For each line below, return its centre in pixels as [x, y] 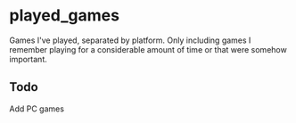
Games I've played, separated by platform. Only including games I [130, 40]
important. [28, 59]
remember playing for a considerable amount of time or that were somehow [148, 49]
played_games [65, 16]
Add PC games [37, 109]
